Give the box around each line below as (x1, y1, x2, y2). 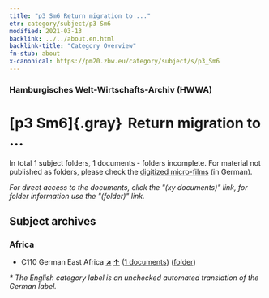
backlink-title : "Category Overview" (9, 42, 137, 50)
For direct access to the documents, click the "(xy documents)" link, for (9, 182, 248, 192)
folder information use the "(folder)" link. (9, 191, 145, 201)
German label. (9, 282, 58, 292)
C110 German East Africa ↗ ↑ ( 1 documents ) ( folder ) (20, 257, 197, 267)
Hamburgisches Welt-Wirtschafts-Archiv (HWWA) (9, 84, 213, 95)
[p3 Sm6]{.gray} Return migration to (9, 114, 262, 132)
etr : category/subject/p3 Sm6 (9, 19, 112, 28)
